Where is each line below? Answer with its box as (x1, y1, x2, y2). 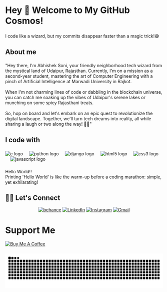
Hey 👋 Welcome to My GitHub (5, 5, 130, 16)
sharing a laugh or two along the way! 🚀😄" (5, 121, 92, 127)
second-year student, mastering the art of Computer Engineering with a (5, 73, 153, 79)
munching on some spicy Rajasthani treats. (5, 100, 94, 106)
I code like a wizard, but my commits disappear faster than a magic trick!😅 (5, 33, 159, 39)
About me (5, 48, 36, 56)
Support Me (5, 224, 55, 236)
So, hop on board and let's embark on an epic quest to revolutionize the (5, 110, 153, 117)
